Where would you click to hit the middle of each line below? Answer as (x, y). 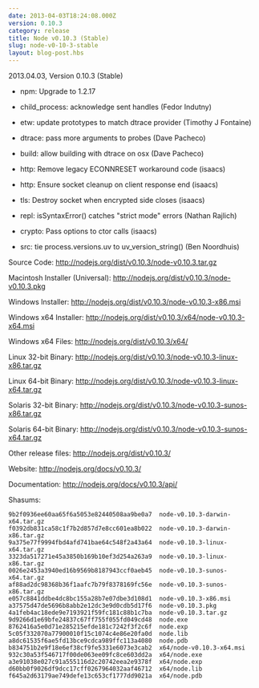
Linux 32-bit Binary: (41, 357)
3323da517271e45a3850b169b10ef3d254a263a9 (80, 556)
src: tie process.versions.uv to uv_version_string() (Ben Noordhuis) (129, 247)
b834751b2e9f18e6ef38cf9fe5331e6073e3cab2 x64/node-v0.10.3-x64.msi (127, 648)
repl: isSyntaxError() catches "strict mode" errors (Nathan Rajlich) (128, 216)
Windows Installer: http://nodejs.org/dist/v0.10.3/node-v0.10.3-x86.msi (125, 302)
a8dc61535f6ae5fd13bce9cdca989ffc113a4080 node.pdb (98, 641)
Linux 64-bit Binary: (41, 381)
